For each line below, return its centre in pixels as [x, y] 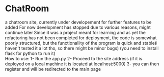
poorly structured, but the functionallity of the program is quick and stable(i [81, 43]
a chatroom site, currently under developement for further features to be [78, 22]
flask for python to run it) [30, 53]
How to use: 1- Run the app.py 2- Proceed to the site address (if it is [74, 58]
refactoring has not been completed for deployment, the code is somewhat [81, 38]
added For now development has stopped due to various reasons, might [78, 27]
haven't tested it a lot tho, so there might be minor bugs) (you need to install [82, 48]
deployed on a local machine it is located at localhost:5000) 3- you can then [82, 64]
